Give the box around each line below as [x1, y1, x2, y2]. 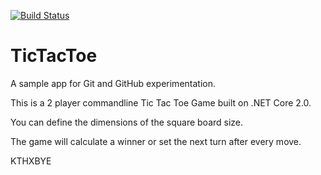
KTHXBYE [10, 155, 52, 167]
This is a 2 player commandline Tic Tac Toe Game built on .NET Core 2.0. [10, 96, 312, 109]
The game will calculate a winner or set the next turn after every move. [10, 135, 302, 147]
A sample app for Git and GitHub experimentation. [10, 77, 216, 89]
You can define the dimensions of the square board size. [10, 116, 244, 128]
